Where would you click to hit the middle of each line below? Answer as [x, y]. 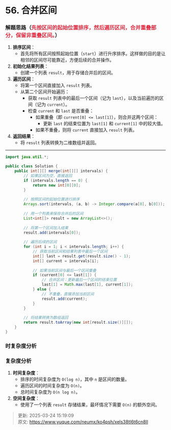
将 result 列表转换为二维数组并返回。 [60, 142]
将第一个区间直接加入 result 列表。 [58, 85]
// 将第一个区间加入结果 [46, 228]
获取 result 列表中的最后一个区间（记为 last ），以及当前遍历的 [93, 98]
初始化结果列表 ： [31, 66]
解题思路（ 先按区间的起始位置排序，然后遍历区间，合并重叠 [78, 27]
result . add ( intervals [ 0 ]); [52, 233]
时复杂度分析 [21, 346]
